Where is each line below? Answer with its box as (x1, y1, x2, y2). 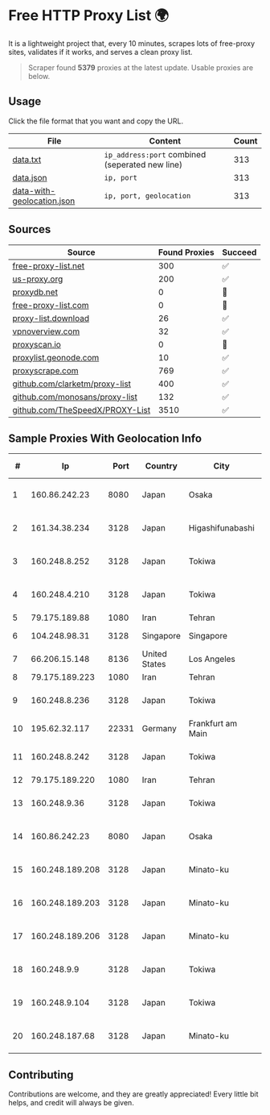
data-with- (12, 185, 56, 196)
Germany (141, 723, 177, 734)
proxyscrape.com (12, 364, 79, 376)
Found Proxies (157, 247, 215, 258)
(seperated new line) (104, 159, 183, 170)
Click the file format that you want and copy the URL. (8, 116, 183, 126)
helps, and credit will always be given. (8, 1098, 134, 1108)
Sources (8, 223, 51, 236)
